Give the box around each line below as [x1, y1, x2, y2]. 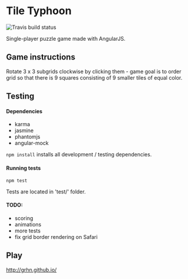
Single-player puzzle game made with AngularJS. [6, 35, 126, 42]
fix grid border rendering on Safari [14, 233, 98, 240]
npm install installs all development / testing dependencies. [6, 151, 152, 158]
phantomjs [14, 133, 41, 140]
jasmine [14, 127, 34, 134]
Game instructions [6, 52, 75, 63]
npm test [6, 178, 28, 183]
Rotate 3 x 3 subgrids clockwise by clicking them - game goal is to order [6, 68, 182, 75]
